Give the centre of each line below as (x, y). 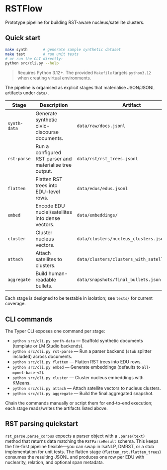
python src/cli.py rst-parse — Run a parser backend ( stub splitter (82, 351)
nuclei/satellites (54, 212)
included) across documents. (42, 357)
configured (48, 153)
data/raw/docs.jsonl (101, 126)
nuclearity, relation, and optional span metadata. (55, 462)
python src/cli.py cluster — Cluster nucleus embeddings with (78, 378)
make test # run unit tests (42, 54)
